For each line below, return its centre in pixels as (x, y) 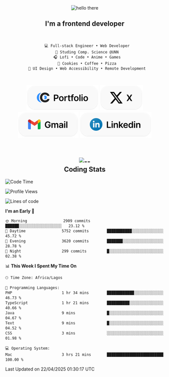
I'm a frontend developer (85, 24)
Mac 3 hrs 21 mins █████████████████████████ (84, 355)
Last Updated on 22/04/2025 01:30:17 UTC (50, 369)
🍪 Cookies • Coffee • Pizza (87, 63)
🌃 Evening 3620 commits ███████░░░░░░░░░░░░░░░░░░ (84, 241)
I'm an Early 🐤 (20, 211)
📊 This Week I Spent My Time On (41, 266)
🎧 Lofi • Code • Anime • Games (87, 57)
